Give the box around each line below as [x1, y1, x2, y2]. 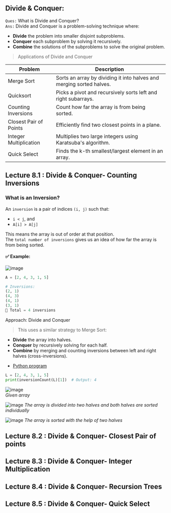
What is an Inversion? [5, 194, 60, 202]
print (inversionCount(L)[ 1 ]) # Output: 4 [5, 377, 97, 382]
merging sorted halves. [55, 80, 111, 88]
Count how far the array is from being [55, 103, 146, 110]
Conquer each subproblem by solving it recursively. [12, 38, 122, 44]
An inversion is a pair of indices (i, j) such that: [5, 206, 109, 212]
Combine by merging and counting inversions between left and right [12, 347, 157, 353]
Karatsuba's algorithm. [55, 139, 110, 146]
